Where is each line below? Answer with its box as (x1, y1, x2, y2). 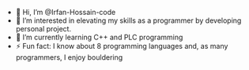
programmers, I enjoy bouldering (15, 53, 123, 62)
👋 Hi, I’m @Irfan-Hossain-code (15, 8, 116, 17)
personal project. (15, 24, 72, 33)
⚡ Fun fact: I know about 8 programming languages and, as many (15, 42, 228, 50)
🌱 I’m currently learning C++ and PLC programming (15, 32, 183, 42)
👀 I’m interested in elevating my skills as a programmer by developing (15, 16, 242, 25)
